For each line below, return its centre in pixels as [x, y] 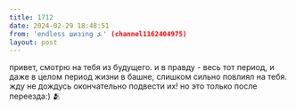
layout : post [33, 42]
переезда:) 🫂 [35, 96]
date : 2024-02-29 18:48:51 [59, 26]
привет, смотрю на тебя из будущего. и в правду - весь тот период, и [142, 67]
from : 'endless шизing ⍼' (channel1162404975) [98, 34]
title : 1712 [31, 17]
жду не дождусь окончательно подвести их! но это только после [133, 86]
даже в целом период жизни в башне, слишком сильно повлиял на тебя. [148, 77]
